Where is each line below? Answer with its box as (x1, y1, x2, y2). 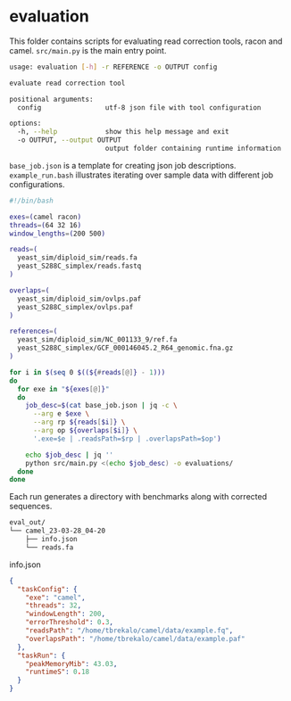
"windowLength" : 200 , (25, 609, 105, 619)
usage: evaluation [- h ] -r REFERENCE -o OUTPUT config (9, 62, 218, 71)
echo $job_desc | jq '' (25, 450, 114, 459)
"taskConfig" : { (17, 584, 78, 594)
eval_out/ (9, 518, 46, 527)
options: (9, 119, 42, 128)
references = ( (9, 327, 58, 336)
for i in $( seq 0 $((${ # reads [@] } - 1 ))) (9, 367, 166, 376)
